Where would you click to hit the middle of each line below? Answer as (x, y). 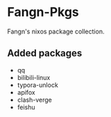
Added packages (45, 53)
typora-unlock (38, 85)
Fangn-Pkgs (43, 12)
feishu (26, 107)
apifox (26, 92)
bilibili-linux (34, 77)
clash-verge (34, 100)
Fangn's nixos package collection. (56, 31)
